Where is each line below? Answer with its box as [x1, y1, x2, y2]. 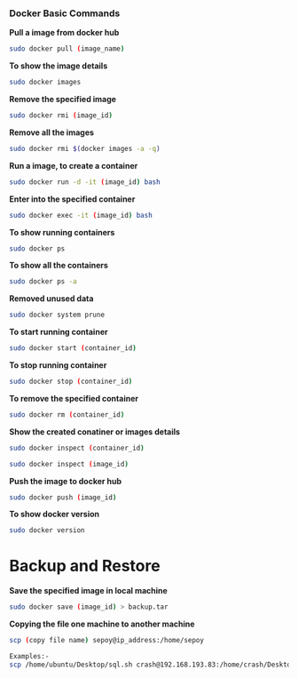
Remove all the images [9, 127, 95, 138]
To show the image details [9, 60, 108, 71]
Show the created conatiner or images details [9, 426, 180, 437]
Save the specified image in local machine [9, 586, 169, 596]
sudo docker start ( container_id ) [9, 344, 137, 353]
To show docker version [9, 509, 100, 520]
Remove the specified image [9, 94, 117, 105]
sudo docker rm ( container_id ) [9, 410, 125, 419]
